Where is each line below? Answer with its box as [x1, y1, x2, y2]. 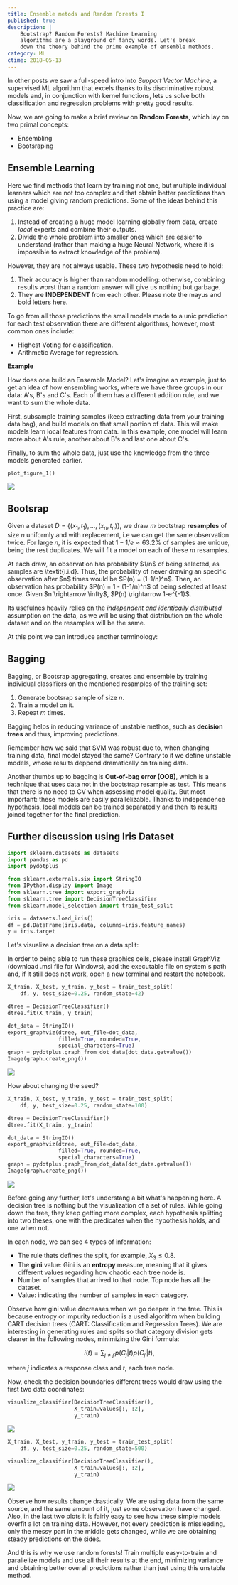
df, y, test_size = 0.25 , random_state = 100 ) [20, 1102, 148, 1109]
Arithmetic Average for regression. [17, 348, 119, 356]
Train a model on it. [17, 701, 75, 709]
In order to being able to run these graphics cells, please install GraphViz [7, 955, 220, 963]
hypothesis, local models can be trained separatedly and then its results [7, 802, 218, 811]
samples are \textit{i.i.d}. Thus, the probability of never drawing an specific [7, 567, 227, 576]
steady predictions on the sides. [7, 1535, 102, 1543]
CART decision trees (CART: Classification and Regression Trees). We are [7, 1319, 222, 1328]
